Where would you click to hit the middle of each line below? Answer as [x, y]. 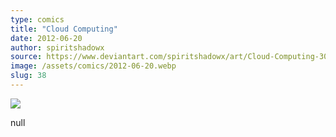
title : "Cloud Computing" [64, 29]
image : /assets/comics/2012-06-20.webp [93, 66]
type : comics [37, 19]
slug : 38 [28, 76]
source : [26, 57]
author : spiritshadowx [57, 47]
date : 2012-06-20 [46, 38]
